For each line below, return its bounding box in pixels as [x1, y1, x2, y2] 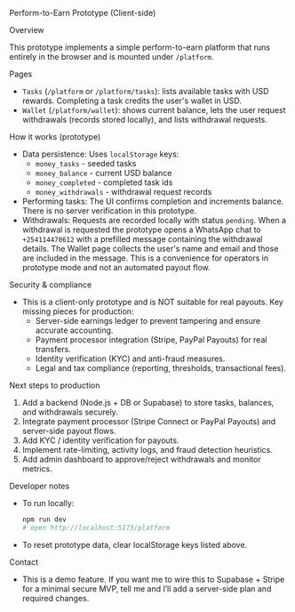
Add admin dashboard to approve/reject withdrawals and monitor [21, 454, 261, 464]
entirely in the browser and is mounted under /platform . [9, 52, 215, 61]
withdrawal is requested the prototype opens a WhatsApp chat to [21, 224, 262, 235]
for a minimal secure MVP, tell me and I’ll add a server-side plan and [21, 583, 272, 594]
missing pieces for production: [21, 306, 134, 317]
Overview [9, 25, 44, 35]
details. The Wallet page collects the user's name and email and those [21, 244, 279, 254]
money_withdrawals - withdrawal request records [35, 187, 212, 197]
